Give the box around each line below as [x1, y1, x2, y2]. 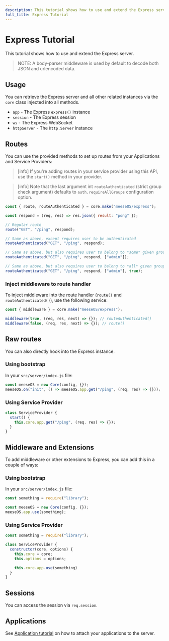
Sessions [5, 588, 35, 597]
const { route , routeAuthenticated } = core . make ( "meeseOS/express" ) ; [5, 204, 156, 209]
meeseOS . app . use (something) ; [5, 510, 66, 515]
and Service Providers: [5, 159, 53, 165]
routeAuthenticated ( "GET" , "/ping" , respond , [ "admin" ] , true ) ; [5, 268, 143, 273]
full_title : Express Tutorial [5, 12, 69, 17]
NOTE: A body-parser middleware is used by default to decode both [17, 60, 159, 66]
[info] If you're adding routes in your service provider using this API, [17, 168, 158, 174]
